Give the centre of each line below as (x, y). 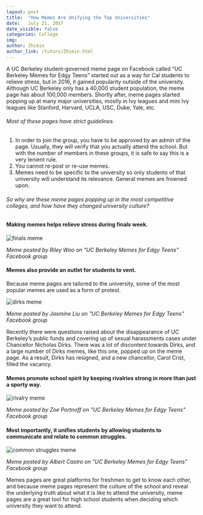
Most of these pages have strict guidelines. (60, 121)
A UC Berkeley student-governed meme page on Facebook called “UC (95, 69)
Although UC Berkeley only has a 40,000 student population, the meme (95, 88)
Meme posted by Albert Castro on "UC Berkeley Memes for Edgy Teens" (97, 462)
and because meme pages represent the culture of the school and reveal (97, 486)
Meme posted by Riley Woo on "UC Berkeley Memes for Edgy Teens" (92, 250)
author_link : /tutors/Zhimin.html (50, 52)
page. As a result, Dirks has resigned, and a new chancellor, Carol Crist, (96, 357)
